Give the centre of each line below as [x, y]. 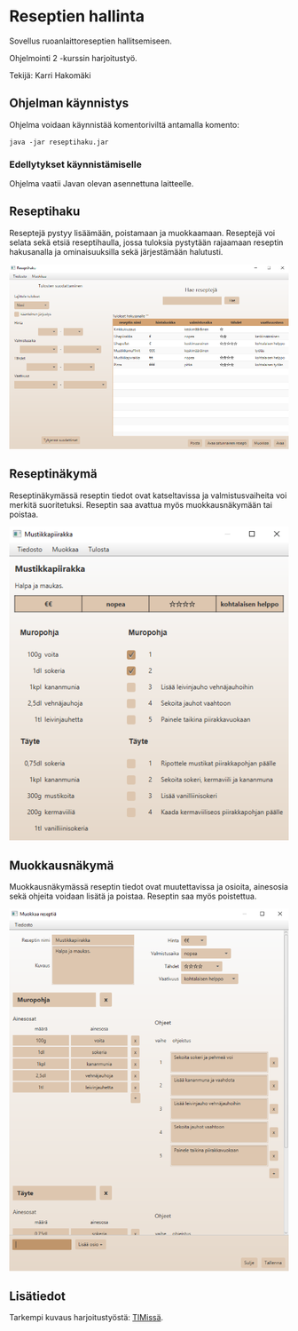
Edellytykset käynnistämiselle [75, 164]
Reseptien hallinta [77, 16]
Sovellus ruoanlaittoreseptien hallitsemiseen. [91, 41]
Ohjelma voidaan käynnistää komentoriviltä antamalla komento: [124, 124]
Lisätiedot [38, 1296]
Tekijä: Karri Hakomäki [50, 75]
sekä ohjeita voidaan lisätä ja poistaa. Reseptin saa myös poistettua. [133, 896]
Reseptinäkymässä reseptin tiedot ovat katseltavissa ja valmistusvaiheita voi [148, 495]
